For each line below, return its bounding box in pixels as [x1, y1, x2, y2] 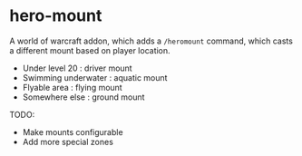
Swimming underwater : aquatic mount [22, 72, 168, 83]
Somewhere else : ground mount [22, 92, 145, 102]
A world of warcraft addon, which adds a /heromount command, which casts [9, 35, 293, 46]
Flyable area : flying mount [22, 82, 122, 93]
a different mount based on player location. [9, 44, 170, 55]
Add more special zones [22, 136, 113, 147]
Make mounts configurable [22, 126, 124, 137]
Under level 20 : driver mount [22, 63, 133, 73]
